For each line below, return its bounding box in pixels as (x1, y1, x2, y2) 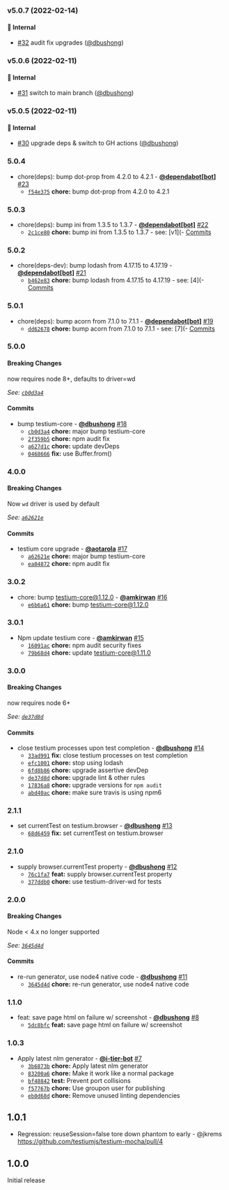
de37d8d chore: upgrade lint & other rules (27, 774, 145, 782)
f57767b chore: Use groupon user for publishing (27, 1084, 166, 1092)
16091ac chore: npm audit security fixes (27, 641, 141, 649)
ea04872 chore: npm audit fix (27, 560, 110, 568)
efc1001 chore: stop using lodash (27, 759, 123, 767)
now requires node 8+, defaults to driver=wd (7, 375, 136, 383)
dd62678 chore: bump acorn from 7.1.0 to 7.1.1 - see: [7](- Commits (27, 324, 216, 333)
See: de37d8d (7, 712, 44, 720)
